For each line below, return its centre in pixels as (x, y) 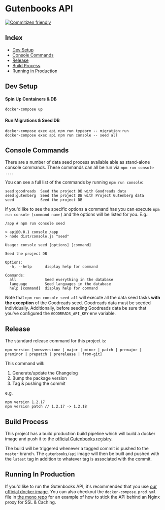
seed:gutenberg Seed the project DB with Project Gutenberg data (75, 196)
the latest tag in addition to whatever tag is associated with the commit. (78, 459)
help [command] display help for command (54, 288)
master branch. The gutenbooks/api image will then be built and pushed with (82, 454)
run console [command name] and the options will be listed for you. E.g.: (77, 214)
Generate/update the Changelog (45, 373)
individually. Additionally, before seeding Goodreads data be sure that (76, 308)
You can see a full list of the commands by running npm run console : (74, 182)
